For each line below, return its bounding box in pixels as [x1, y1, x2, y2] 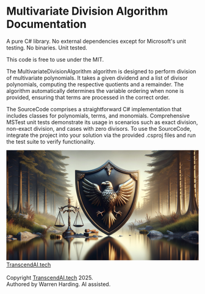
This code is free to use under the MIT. [6, 56, 104, 63]
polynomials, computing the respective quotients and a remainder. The [6, 81, 184, 88]
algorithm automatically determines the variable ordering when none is [6, 87, 184, 94]
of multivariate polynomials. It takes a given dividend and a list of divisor [6, 74, 188, 81]
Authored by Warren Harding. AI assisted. [6, 280, 111, 288]
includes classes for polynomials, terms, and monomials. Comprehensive [6, 112, 190, 119]
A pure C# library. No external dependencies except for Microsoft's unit [6, 37, 187, 45]
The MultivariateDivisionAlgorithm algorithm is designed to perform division [6, 67, 196, 75]
